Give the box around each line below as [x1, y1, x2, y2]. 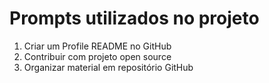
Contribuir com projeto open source [23, 50, 172, 62]
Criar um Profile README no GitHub [23, 40, 172, 52]
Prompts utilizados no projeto [9, 7, 260, 30]
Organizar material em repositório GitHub [23, 61, 194, 73]
